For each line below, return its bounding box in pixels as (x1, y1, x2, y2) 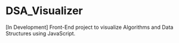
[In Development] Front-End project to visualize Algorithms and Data (5, 24, 174, 31)
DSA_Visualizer (5, 4, 83, 18)
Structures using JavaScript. (5, 29, 76, 37)
